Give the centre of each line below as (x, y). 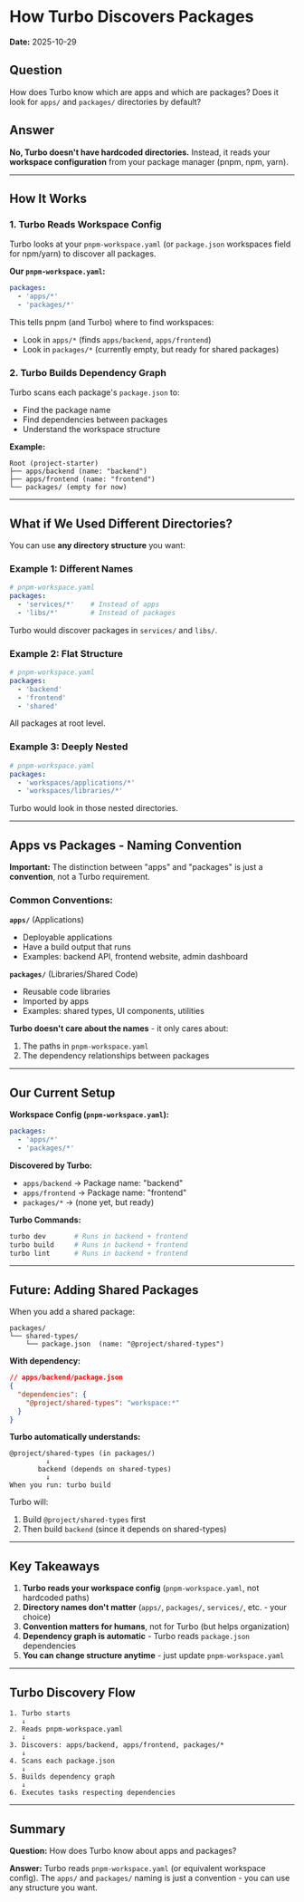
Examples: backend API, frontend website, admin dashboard (135, 957)
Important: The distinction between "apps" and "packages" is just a (137, 867)
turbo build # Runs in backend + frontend (99, 1245)
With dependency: (45, 1361)
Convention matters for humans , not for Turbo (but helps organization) (156, 1627)
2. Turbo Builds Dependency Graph (88, 372)
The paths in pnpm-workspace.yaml (85, 1046)
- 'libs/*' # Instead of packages (97, 613)
